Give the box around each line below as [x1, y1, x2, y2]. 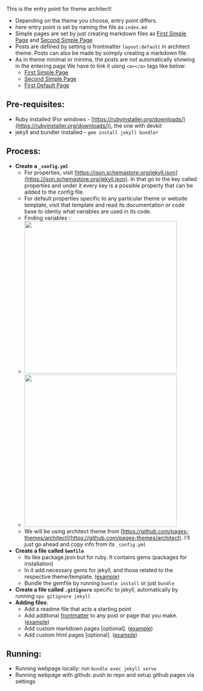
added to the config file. [24, 188, 84, 196]
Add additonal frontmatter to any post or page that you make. [24, 612, 178, 619]
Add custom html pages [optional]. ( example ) [24, 631, 138, 639]
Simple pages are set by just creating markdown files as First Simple [15, 30, 187, 37]
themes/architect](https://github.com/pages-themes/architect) [24, 534, 182, 541]
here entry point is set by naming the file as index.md [15, 24, 147, 30]
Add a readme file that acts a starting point [24, 605, 132, 612]
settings [15, 678, 36, 685]
